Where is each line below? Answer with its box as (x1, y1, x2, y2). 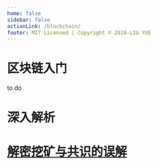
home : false (7, 10, 41, 17)
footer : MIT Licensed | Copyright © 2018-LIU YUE (7, 29, 152, 36)
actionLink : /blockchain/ (7, 23, 81, 29)
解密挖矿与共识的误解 (7, 144, 128, 160)
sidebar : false (7, 16, 51, 23)
